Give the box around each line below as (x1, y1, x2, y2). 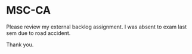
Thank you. (6, 41, 34, 48)
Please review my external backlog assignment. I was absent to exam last (6, 23, 187, 30)
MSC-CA (6, 4, 51, 17)
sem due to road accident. (6, 29, 71, 36)
